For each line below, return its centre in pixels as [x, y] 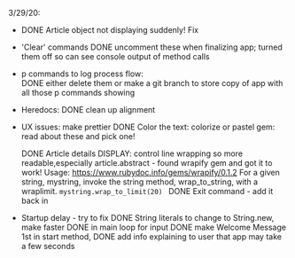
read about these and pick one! [78, 136]
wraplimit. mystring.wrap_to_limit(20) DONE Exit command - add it [147, 191]
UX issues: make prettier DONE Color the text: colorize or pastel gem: [148, 127]
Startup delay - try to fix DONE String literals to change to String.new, [147, 218]
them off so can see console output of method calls [115, 56]
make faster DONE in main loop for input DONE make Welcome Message [154, 227]
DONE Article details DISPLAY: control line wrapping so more [132, 153]
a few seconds [48, 246]
